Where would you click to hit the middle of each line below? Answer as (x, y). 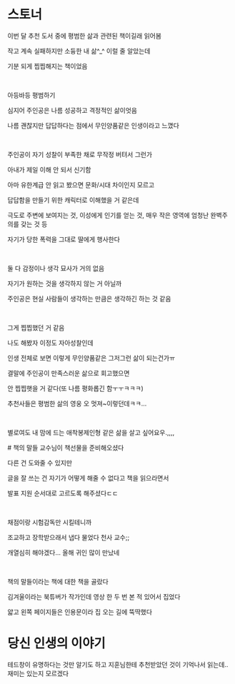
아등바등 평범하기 (31, 95)
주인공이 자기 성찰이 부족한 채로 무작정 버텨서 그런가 (80, 154)
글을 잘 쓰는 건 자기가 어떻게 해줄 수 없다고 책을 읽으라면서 (88, 478)
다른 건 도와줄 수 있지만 (40, 463)
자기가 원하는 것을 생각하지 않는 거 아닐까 (65, 283)
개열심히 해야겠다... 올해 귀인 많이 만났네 (64, 552)
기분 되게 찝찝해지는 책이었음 (47, 66)
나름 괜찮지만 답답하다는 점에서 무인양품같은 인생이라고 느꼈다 (94, 125)
